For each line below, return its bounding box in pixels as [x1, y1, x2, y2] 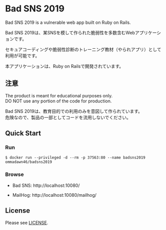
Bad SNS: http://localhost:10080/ [12, 182, 80, 188]
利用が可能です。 [5, 53, 40, 59]
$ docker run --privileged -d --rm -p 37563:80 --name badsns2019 [5, 155, 146, 160]
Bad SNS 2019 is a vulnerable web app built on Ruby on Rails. [5, 19, 131, 25]
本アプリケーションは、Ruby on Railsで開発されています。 [5, 63, 124, 69]
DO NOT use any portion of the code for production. [5, 98, 112, 104]
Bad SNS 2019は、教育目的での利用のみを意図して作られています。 [5, 108, 143, 114]
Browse [5, 171, 24, 178]
